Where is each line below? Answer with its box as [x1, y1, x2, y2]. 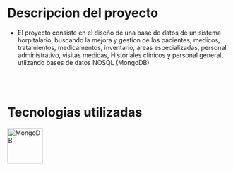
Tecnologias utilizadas [7, 105, 143, 121]
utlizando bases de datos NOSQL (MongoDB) [17, 58, 150, 66]
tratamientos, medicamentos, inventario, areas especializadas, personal [17, 43, 227, 52]
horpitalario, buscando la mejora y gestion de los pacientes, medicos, [17, 35, 220, 44]
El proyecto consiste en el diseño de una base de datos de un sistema [17, 28, 221, 37]
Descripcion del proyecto [7, 5, 159, 21]
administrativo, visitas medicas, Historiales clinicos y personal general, [17, 51, 224, 59]
